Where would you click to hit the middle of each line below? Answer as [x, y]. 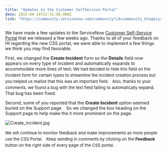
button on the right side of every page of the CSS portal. [60, 145]
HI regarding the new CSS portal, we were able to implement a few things [80, 43]
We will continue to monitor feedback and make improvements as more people [81, 133]
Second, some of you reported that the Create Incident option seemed [77, 103]
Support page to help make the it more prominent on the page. [69, 114]
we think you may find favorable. [38, 49]
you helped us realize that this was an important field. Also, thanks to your [78, 81]
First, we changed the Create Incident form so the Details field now [74, 58]
